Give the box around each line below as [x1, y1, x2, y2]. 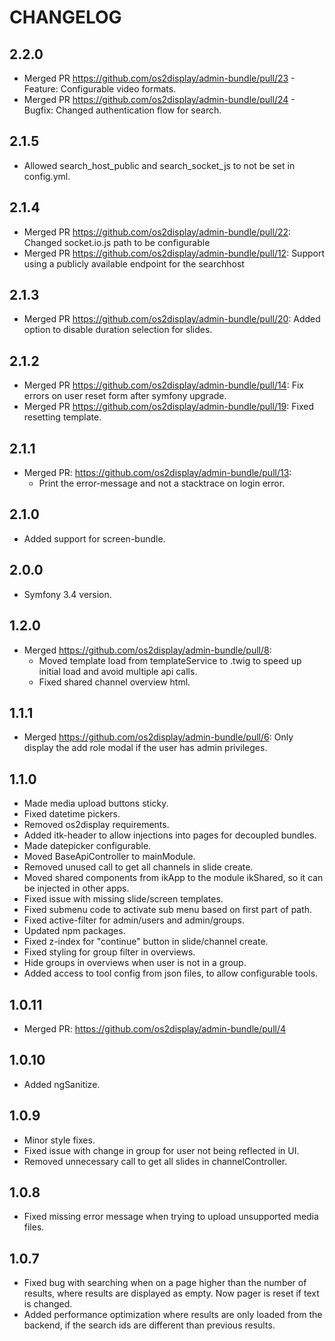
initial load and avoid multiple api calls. [38, 665, 198, 677]
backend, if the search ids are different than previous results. [23, 1319, 276, 1331]
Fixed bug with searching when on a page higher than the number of [23, 1277, 307, 1289]
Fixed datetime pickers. [23, 808, 121, 820]
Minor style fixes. [23, 1134, 96, 1146]
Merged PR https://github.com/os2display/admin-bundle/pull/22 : [23, 226, 292, 238]
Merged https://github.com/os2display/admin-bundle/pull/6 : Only [23, 731, 294, 743]
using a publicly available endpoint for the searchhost [23, 257, 245, 270]
